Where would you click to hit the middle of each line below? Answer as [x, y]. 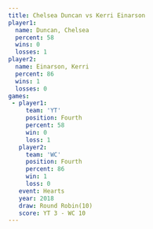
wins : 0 [28, 45]
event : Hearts [42, 191]
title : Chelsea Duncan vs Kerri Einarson [77, 15]
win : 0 [36, 132]
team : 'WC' [43, 154]
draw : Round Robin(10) [55, 205]
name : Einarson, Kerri [52, 67]
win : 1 [36, 177]
